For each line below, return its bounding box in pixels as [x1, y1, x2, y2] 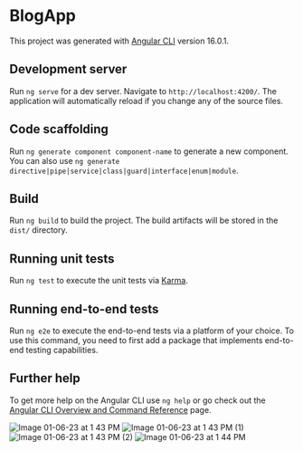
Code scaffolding [9, 121, 109, 137]
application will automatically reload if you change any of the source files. [9, 95, 283, 106]
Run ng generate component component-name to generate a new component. [9, 146, 289, 157]
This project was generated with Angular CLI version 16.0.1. [9, 35, 229, 46]
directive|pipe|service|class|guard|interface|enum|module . [9, 165, 239, 176]
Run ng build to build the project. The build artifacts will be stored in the [9, 215, 279, 226]
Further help [9, 370, 81, 386]
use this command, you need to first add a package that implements [9, 335, 263, 345]
